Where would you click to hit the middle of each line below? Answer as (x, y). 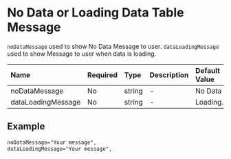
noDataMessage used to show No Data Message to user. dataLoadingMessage (113, 46)
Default (208, 70)
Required (102, 75)
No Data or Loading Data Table (96, 13)
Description (169, 75)
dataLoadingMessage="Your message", (59, 149)
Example (26, 126)
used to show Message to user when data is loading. (82, 54)
